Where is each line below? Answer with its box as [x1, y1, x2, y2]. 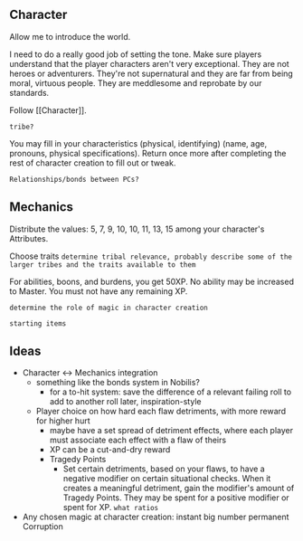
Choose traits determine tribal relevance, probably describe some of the [9, 251, 292, 261]
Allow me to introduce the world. [9, 31, 131, 42]
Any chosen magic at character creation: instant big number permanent [22, 511, 289, 523]
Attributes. [9, 233, 49, 243]
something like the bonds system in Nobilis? [35, 377, 201, 388]
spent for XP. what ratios [62, 502, 159, 513]
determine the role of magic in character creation [9, 303, 208, 312]
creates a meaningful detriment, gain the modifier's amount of [62, 483, 295, 494]
